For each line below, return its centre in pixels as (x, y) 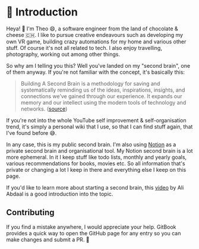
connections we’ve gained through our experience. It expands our (101, 96)
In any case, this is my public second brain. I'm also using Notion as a (91, 144)
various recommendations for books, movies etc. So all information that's (96, 163)
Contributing (30, 212)
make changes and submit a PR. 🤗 (48, 239)
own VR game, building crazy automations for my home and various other (96, 42)
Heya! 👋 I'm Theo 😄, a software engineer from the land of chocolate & (92, 29)
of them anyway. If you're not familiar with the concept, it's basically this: (96, 72)
